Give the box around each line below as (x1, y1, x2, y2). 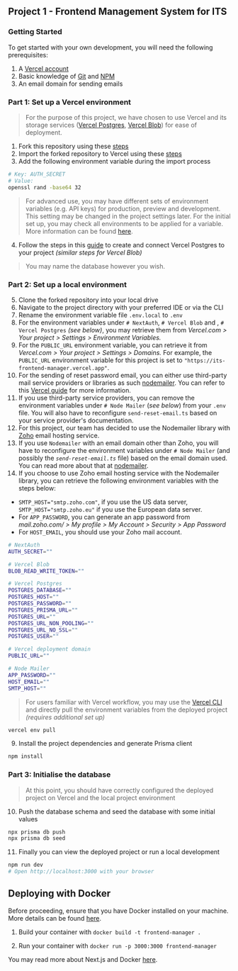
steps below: (18, 483, 56, 492)
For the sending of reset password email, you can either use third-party (18, 371, 227, 379)
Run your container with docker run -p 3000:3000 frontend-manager (18, 941, 217, 950)
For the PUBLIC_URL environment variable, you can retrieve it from (18, 340, 208, 349)
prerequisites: (8, 50, 49, 59)
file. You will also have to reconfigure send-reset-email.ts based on (18, 408, 217, 417)
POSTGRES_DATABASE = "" (8, 587, 72, 594)
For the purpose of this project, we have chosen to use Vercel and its (25, 113, 227, 121)
